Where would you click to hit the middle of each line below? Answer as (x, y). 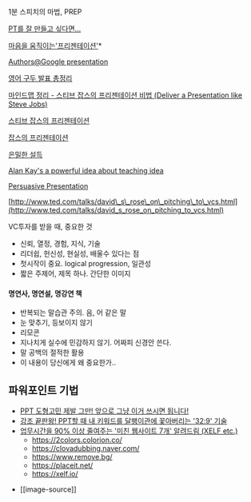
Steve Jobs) (28, 104)
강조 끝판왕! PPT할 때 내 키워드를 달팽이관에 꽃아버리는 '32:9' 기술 (124, 421)
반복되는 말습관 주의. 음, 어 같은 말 (73, 313)
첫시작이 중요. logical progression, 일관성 (86, 263)
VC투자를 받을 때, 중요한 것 (50, 227)
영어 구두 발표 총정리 (40, 78)
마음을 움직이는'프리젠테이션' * (55, 46)
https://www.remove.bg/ (72, 457)
